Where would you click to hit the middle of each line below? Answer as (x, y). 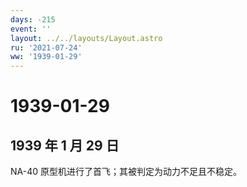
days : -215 (33, 19)
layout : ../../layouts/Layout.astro (86, 38)
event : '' (31, 29)
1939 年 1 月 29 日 (65, 145)
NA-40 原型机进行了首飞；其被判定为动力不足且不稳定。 (126, 172)
